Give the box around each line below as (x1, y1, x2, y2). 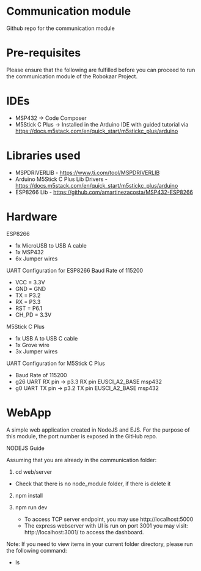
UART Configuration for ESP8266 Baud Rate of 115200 (6, 267, 144, 274)
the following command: (6, 547, 67, 554)
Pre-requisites (6, 46, 81, 60)
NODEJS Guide (6, 444, 45, 452)
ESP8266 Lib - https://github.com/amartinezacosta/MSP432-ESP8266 (15, 188, 194, 196)
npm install (15, 492, 43, 499)
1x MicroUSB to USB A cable (15, 241, 87, 249)
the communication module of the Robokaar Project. (6, 72, 138, 80)
